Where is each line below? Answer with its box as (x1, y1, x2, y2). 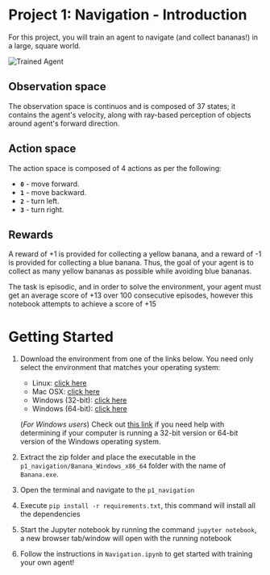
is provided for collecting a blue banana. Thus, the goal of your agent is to (8, 258, 254, 268)
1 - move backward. (19, 187, 87, 197)
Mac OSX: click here (31, 387, 101, 397)
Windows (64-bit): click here (31, 404, 127, 414)
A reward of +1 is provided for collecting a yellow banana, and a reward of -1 (8, 249, 262, 259)
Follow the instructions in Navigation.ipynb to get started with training (19, 549, 253, 559)
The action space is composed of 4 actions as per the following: (8, 163, 222, 173)
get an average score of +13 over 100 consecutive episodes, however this (8, 290, 254, 300)
